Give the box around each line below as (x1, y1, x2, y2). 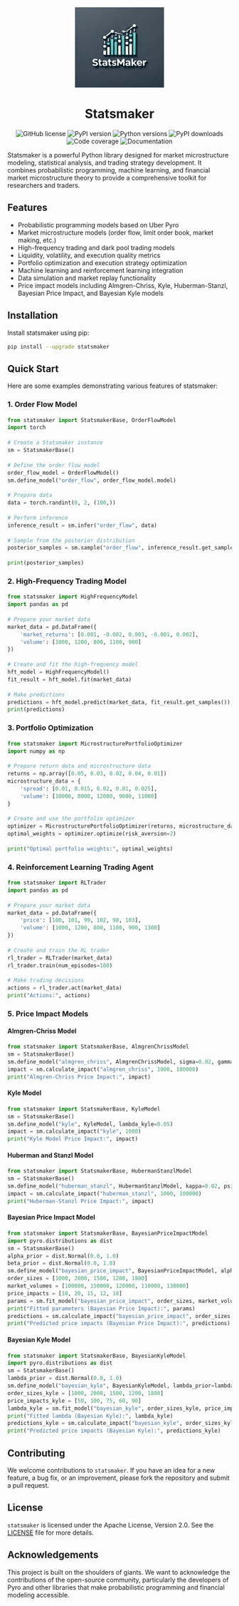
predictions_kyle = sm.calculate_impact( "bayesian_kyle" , (7, 1420, 183, 1427)
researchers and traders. (7, 181, 80, 190)
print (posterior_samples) (7, 560, 84, 567)
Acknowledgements (7, 1549, 99, 1561)
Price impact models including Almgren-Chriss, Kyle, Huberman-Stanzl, (17, 281, 228, 289)
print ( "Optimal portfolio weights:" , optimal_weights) (7, 845, 174, 853)
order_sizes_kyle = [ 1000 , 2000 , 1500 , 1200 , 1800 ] (7, 1389, 164, 1396)
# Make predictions (7, 691, 65, 698)
